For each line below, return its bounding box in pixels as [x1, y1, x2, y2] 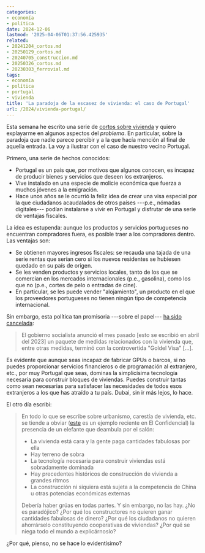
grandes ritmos [30, 476, 69, 484]
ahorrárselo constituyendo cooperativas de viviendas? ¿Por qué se [21, 521, 190, 528]
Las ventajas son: [6, 237, 51, 244]
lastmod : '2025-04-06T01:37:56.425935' [6, 32, 108, 38]
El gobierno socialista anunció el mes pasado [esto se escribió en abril [21, 331, 199, 338]
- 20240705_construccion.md [6, 55, 78, 61]
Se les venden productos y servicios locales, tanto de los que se [15, 268, 178, 276]
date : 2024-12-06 [6, 26, 51, 33]
